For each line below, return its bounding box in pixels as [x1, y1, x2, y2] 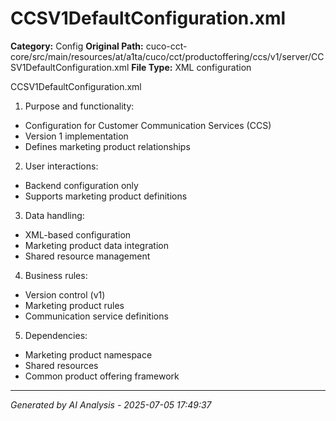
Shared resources [24, 359, 99, 371]
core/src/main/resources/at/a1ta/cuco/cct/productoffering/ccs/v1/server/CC [10, 50, 325, 62]
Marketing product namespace [24, 348, 153, 361]
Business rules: [24, 269, 88, 281]
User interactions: [24, 160, 99, 172]
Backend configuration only [24, 179, 139, 191]
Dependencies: [24, 329, 88, 341]
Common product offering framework [24, 370, 180, 382]
